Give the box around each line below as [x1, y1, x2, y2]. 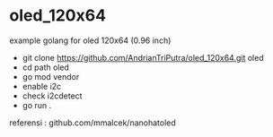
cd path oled [22, 62, 70, 73]
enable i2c [22, 81, 62, 91]
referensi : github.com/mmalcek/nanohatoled [9, 117, 177, 128]
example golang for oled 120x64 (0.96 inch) [9, 35, 172, 46]
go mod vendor [22, 71, 80, 81]
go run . [22, 99, 52, 110]
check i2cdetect [22, 90, 83, 101]
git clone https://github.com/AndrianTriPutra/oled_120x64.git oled [22, 52, 264, 63]
